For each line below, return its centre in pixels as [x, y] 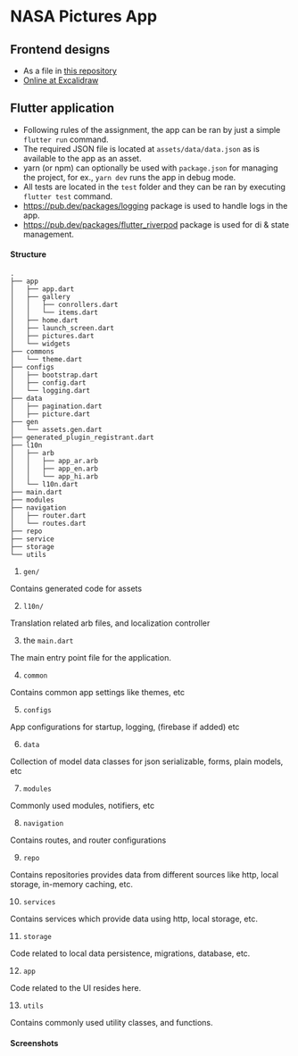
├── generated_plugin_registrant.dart [82, 438]
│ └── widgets [40, 344]
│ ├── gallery [40, 297]
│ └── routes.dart [49, 524]
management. [49, 234]
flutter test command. [68, 196]
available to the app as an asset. [82, 158]
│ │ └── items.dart [54, 313]
